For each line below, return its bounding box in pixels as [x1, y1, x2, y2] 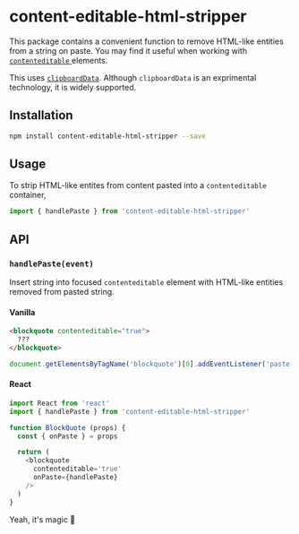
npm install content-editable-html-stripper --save [9, 132, 206, 141]
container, [9, 190, 47, 201]
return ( [17, 448, 50, 457]
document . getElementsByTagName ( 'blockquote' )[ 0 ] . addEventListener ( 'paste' [9, 359, 295, 368]
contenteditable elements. [9, 55, 108, 65]
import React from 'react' [9, 399, 110, 408]
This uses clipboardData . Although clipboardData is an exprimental [9, 72, 257, 82]
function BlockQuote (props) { [9, 423, 126, 432]
